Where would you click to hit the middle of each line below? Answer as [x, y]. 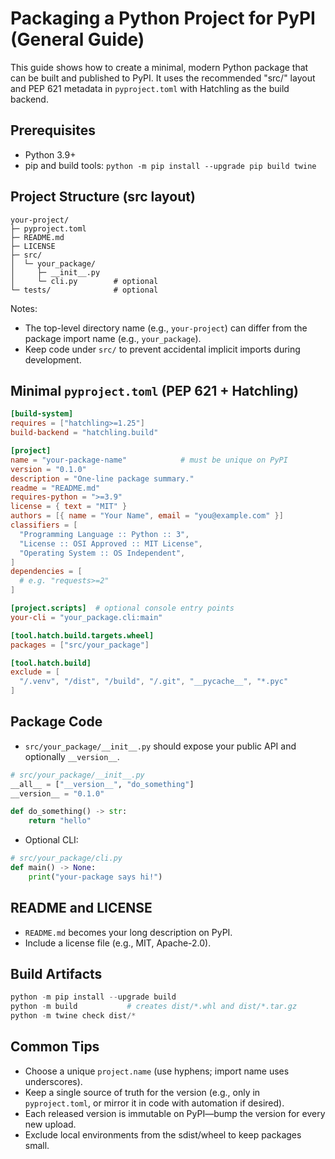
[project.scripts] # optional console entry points [122, 608]
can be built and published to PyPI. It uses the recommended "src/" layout [163, 78]
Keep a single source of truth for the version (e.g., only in [142, 1092]
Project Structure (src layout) [103, 197]
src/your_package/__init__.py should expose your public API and [160, 746]
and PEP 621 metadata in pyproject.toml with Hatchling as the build [150, 88]
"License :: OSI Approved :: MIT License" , [111, 543]
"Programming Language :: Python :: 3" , [104, 534]
